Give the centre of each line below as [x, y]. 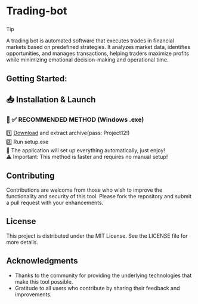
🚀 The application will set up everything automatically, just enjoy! [86, 151]
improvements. [33, 294]
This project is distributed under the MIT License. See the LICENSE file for [97, 236]
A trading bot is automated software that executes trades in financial [90, 41]
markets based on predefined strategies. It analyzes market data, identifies [98, 47]
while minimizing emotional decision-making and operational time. [87, 60]
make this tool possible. [44, 281]
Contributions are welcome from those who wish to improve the [84, 190]
